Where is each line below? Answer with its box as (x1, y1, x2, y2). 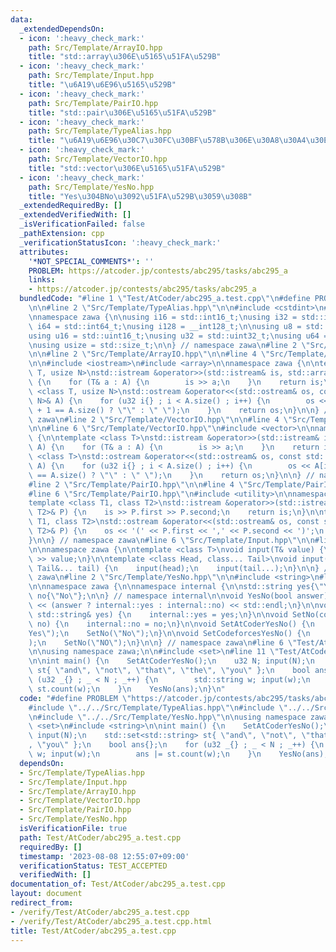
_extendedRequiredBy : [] (19, 201, 123, 211)
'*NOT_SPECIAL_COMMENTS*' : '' (28, 256, 155, 266)
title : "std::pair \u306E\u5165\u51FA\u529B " (28, 107, 217, 118)
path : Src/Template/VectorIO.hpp (28, 154, 168, 164)
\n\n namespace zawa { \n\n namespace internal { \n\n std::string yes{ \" (28, 582, 325, 592)
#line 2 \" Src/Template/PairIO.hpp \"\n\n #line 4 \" (28, 479, 248, 490)
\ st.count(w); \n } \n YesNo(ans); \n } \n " (28, 684, 226, 694)
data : (10, 14, 33, 25)
